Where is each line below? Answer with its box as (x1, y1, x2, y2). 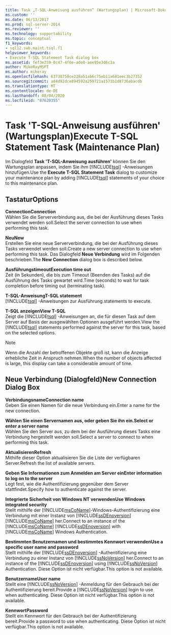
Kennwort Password (5, 607, 48, 614)
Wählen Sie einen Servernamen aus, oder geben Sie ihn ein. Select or (5, 417, 154, 423)
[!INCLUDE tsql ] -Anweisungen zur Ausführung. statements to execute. (5, 298, 152, 304)
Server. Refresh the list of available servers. (5, 460, 96, 466)
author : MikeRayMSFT (5, 64, 49, 70)
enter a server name (5, 423, 49, 429)
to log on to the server (5, 475, 53, 481)
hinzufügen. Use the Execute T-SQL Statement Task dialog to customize (5, 169, 158, 175)
